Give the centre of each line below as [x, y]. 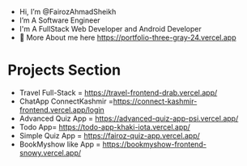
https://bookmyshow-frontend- [155, 144]
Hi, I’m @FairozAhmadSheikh [68, 12]
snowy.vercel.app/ [50, 152]
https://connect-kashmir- [155, 101]
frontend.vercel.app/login [62, 109]
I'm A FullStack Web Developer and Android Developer [110, 29]
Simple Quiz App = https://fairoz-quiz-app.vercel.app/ [109, 135]
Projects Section [64, 70]
